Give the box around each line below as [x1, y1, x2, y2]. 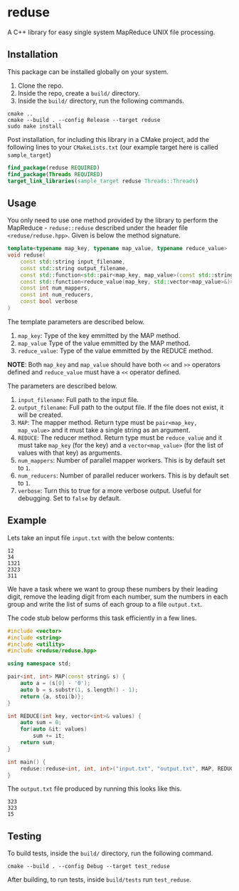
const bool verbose [20, 298, 78, 305]
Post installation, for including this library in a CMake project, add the [7, 135, 210, 143]
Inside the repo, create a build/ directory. [17, 88, 140, 97]
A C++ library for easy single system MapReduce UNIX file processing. [7, 28, 216, 36]
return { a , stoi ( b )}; [20, 693, 84, 700]
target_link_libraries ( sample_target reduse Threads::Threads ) [7, 177, 199, 185]
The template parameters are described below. [7, 317, 144, 326]
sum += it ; [33, 732, 65, 740]
